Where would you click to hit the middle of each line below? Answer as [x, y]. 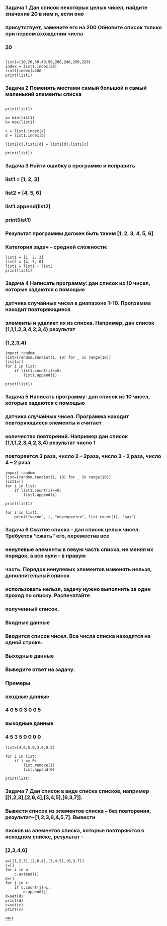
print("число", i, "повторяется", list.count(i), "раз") [75, 517]
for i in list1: [22, 513]
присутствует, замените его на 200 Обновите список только [83, 27]
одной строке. [24, 642]
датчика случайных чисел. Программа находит [67, 416]
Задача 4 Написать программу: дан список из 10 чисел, [78, 283]
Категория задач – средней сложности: [57, 247]
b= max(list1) [20, 122]
